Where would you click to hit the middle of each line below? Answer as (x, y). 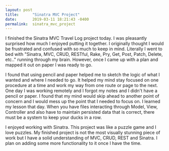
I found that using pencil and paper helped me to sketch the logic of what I (82, 75)
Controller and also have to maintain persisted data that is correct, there (80, 112)
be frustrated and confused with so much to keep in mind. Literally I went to (84, 49)
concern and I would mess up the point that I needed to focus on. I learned (83, 102)
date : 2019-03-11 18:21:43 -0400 (47, 19)
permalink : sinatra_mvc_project (40, 24)
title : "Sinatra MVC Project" (43, 15)
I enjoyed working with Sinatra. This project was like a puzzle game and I (81, 127)
